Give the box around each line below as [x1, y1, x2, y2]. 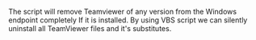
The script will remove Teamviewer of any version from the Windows [8, 7, 237, 16]
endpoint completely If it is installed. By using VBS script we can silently [8, 15, 248, 25]
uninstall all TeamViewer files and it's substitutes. [8, 24, 172, 33]
